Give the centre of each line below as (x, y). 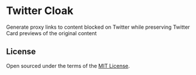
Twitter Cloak (40, 11)
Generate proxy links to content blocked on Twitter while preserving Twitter (98, 27)
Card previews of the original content (52, 33)
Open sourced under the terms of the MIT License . (68, 66)
